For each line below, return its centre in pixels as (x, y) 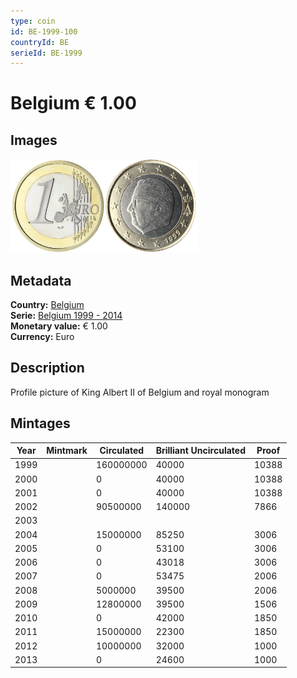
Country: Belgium (47, 305)
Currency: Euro (42, 337)
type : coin (33, 21)
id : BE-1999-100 (44, 31)
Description (47, 368)
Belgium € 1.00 (73, 103)
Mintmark (67, 451)
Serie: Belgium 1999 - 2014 (66, 316)
